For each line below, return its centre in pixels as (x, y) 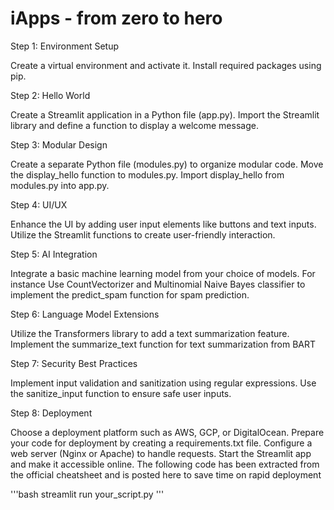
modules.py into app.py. (60, 185)
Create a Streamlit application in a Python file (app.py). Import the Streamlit (165, 114)
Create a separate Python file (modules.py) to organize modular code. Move (167, 164)
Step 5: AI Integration (54, 254)
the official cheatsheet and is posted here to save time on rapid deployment (166, 474)
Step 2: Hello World (50, 95)
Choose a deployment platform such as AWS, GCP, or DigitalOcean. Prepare (167, 432)
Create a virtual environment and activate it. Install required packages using (166, 65)
